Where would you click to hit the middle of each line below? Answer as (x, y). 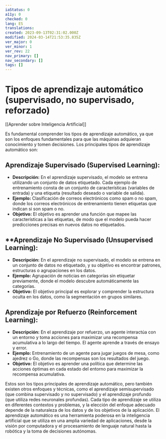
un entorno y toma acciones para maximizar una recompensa (75, 337)
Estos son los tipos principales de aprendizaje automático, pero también (79, 384)
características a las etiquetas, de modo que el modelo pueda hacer (82, 219)
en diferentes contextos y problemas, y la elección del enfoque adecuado (80, 405)
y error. (20, 348)
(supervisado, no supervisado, (70, 100)
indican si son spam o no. (38, 209)
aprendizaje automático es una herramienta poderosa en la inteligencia (78, 415)
